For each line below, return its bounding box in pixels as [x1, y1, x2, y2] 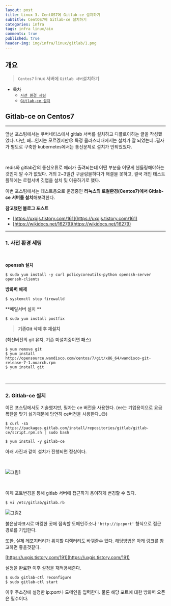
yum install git [10, 364, 44, 370]
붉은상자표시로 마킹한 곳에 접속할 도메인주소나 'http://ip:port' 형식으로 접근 [5, 520, 161, 526]
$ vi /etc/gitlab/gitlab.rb [5, 500, 65, 505]
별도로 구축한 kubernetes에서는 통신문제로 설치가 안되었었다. [10, 144, 132, 150]
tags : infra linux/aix [5, 27, 53, 32]
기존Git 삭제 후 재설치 [17, 325, 61, 332]
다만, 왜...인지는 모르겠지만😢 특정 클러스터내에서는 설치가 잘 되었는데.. [16, 137, 156, 143]
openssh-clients [5, 276, 40, 282]
